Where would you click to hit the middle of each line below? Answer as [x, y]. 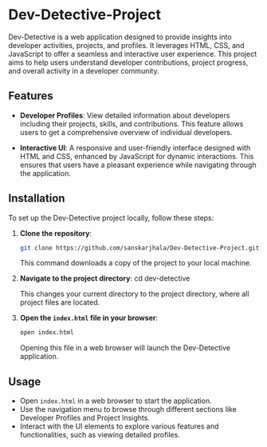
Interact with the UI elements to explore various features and [119, 426]
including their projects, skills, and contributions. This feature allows [132, 124]
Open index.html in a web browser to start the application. [116, 401]
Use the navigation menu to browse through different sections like [128, 409]
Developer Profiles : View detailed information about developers [125, 115]
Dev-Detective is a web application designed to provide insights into [120, 37]
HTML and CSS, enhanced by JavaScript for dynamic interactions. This [137, 156]
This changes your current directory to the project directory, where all [134, 294]
